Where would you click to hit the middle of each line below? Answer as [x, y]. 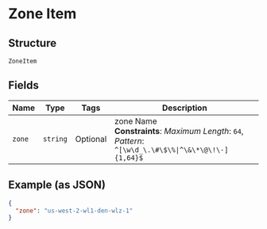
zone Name [135, 121]
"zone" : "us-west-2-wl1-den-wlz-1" [74, 211]
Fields [24, 85]
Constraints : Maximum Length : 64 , [179, 131]
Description [185, 108]
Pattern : [129, 141]
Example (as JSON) [57, 185]
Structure [33, 43]
